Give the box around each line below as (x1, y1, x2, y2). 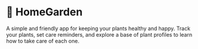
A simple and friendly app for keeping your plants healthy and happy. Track (6, 25, 191, 32)
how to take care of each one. (6, 37, 80, 44)
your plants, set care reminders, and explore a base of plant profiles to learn (6, 31, 193, 38)
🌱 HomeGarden (6, 5, 83, 19)
